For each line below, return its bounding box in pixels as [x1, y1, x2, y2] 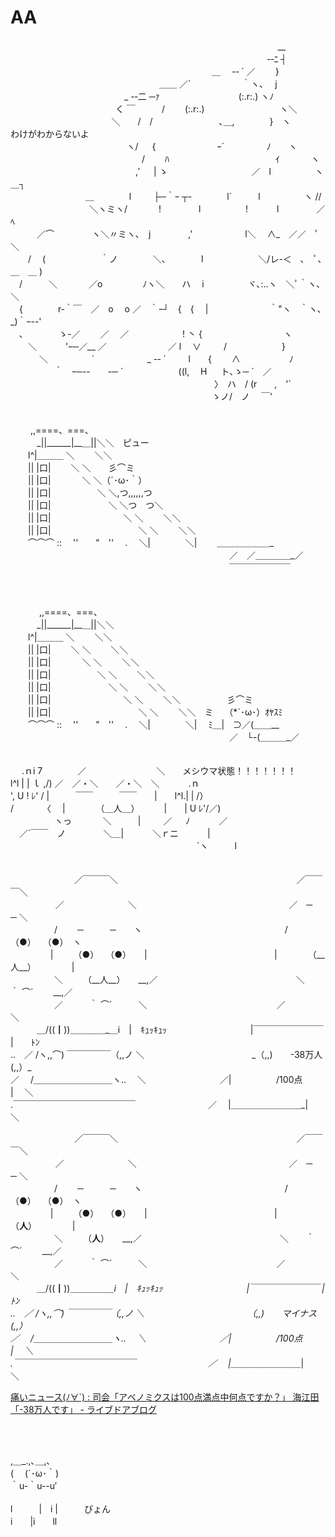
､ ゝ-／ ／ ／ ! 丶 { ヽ [18, 327, 293, 340]
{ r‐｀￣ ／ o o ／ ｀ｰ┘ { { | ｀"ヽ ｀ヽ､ [18, 302, 322, 315]
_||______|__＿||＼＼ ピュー [36, 436, 150, 448]
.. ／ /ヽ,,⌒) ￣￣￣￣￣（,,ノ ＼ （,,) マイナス [10, 1307, 317, 1319]
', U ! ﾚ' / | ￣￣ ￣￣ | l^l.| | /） [10, 789, 209, 801]
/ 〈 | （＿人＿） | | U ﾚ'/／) [10, 802, 222, 814]
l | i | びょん [10, 1502, 112, 1515]
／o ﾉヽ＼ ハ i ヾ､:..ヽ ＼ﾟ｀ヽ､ [88, 277, 322, 290]
